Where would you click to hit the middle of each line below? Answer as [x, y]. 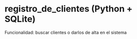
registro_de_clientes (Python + [69, 9]
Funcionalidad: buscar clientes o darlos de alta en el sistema [66, 32]
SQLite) [20, 19]
